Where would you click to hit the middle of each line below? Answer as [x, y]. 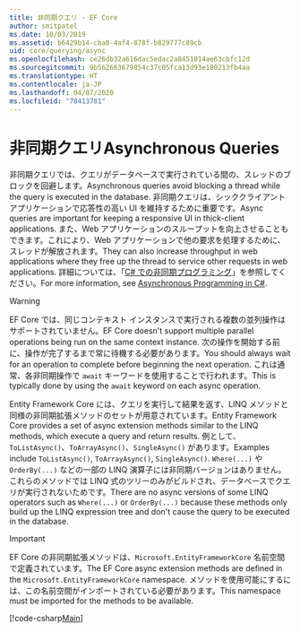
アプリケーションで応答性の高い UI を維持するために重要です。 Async [137, 208]
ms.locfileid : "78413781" [57, 101]
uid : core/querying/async [57, 51]
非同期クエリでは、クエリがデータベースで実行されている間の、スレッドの [146, 175]
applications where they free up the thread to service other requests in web [149, 262]
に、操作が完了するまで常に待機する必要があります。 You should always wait [150, 353]
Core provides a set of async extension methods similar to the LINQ [134, 426]
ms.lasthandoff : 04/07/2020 [62, 92]
